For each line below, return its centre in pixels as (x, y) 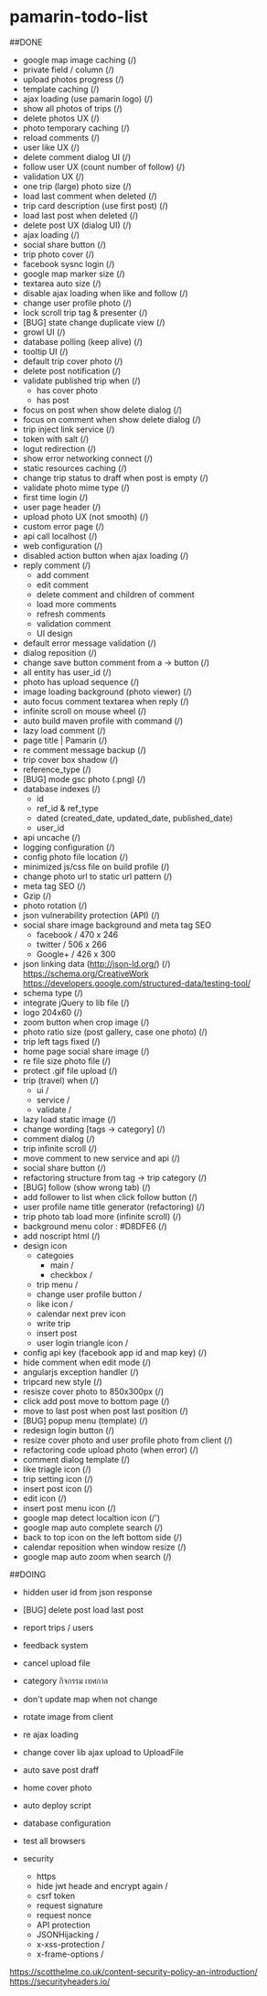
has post (53, 400)
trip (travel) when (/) (60, 1080)
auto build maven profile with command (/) (103, 721)
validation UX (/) (53, 177)
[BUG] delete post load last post (83, 1610)
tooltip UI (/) (45, 351)
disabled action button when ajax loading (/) (106, 555)
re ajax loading (51, 1734)
